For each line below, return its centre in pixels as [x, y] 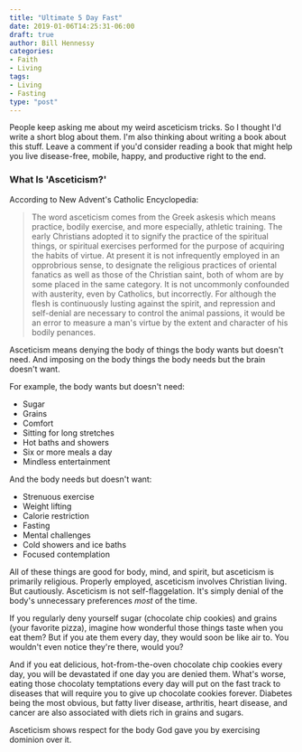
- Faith [24, 60]
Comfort [38, 423]
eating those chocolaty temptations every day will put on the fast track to [145, 683]
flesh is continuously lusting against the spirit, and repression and [153, 303]
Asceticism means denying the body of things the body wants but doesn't [146, 350]
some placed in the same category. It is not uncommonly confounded [160, 284]
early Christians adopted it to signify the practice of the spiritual [150, 236]
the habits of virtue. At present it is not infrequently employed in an [156, 255]
